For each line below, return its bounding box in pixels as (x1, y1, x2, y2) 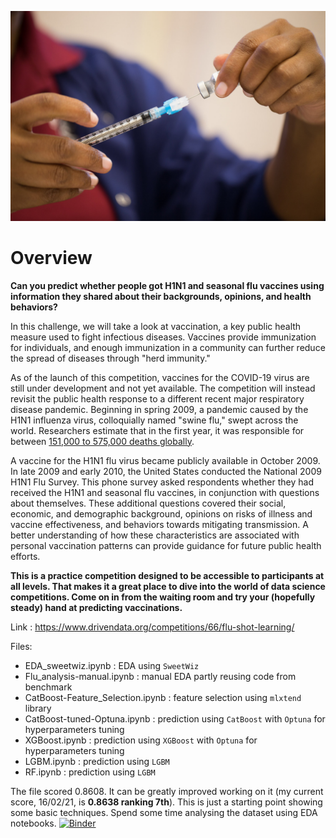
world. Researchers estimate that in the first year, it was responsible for (10, 424, 305, 436)
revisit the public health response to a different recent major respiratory (10, 392, 305, 405)
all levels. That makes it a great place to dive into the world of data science (10, 580, 326, 592)
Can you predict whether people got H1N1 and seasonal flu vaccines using (10, 279, 325, 291)
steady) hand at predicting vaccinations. (10, 601, 183, 613)
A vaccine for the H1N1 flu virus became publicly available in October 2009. (10, 454, 321, 466)
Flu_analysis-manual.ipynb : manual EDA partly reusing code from (24, 670, 297, 682)
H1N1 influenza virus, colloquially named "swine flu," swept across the (10, 414, 299, 426)
